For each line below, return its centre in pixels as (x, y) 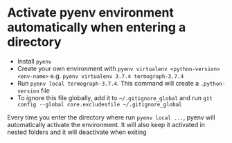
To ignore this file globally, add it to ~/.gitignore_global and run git (115, 97)
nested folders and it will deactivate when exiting (77, 132)
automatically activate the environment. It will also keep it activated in (106, 124)
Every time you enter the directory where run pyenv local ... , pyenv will (111, 117)
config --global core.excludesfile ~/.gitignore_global (99, 104)
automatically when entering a (97, 27)
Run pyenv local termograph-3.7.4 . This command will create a (108, 83)
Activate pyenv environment (91, 13)
